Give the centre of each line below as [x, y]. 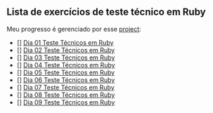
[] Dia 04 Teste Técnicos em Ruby [66, 65]
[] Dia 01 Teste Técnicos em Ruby [65, 42]
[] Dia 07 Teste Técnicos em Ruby [66, 87]
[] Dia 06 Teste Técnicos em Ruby [66, 80]
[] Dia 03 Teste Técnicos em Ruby [66, 58]
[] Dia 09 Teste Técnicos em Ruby [66, 102]
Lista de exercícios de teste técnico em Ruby [106, 12]
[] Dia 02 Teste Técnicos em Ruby [66, 50]
